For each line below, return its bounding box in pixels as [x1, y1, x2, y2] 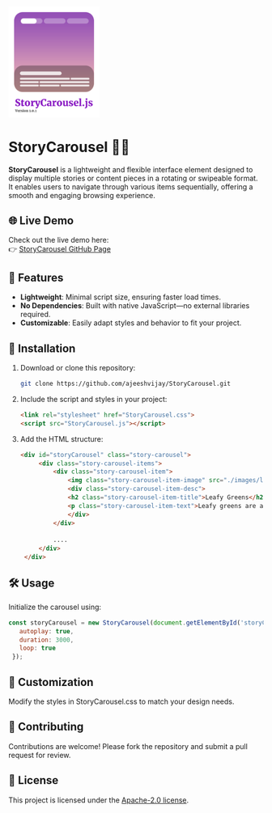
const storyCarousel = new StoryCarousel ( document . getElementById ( [8, 618, 241, 627]
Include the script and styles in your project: [19, 394, 168, 404]
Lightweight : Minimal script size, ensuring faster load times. [19, 292, 221, 302]
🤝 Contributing [8, 720, 84, 734]
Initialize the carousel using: [8, 602, 102, 612]
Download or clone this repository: [19, 363, 136, 373]
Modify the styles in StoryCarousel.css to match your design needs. [8, 697, 235, 706]
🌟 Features [8, 270, 64, 285]
